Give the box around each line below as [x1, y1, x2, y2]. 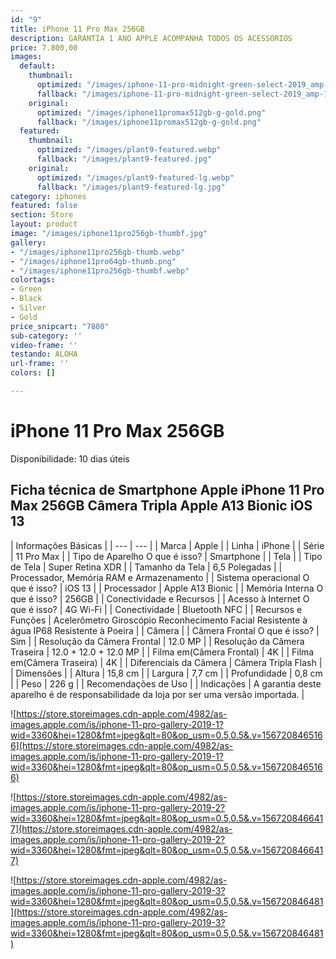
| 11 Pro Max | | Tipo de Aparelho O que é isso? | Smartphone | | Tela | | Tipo [10, 550, 323, 562]
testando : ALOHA [10, 349, 78, 360]
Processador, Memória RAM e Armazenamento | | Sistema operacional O [10, 571, 310, 583]
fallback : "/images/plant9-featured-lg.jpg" [36, 182, 226, 192]
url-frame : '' [10, 359, 70, 369]
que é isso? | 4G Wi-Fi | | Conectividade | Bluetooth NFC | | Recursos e [10, 603, 303, 615]
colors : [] [10, 368, 56, 378]
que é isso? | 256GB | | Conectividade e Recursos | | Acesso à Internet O [10, 592, 310, 605]
